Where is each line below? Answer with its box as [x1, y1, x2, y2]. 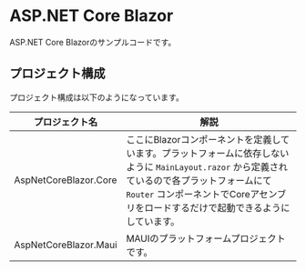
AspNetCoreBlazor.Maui [14, 238, 117, 251]
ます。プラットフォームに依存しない [135, 146, 290, 159]
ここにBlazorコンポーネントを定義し [126, 133, 280, 146]
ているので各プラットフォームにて [126, 174, 272, 186]
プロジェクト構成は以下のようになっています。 [9, 92, 184, 103]
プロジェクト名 [33, 115, 98, 128]
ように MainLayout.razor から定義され [126, 160, 289, 173]
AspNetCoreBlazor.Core [14, 174, 117, 186]
